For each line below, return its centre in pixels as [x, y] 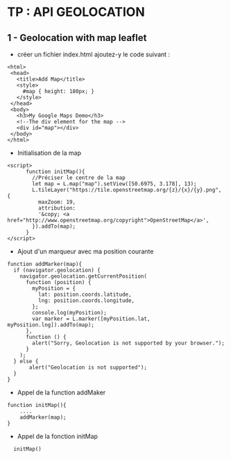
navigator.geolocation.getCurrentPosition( [84, 276]
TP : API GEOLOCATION [76, 12]
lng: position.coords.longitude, [86, 301]
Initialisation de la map [49, 153]
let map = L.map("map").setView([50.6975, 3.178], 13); [114, 184]
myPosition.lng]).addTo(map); [51, 325]
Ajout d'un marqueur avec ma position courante [85, 251]
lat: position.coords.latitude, [85, 294]
